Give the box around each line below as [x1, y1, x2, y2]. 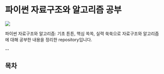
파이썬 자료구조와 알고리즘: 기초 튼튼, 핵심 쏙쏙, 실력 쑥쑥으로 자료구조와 [5, 30, 142, 37]
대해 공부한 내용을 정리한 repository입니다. [10, 37, 93, 42]
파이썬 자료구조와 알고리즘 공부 [5, 4, 122, 16]
